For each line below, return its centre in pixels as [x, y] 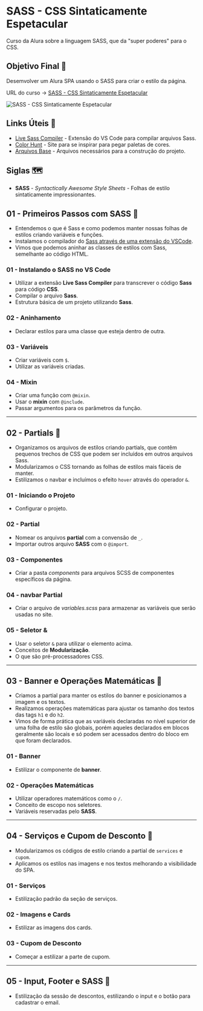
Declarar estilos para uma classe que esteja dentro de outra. [90, 331]
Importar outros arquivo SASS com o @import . [72, 544]
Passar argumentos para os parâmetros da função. [78, 408]
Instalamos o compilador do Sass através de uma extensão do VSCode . [104, 241]
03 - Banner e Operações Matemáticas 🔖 [84, 681]
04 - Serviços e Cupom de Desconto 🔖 [79, 836]
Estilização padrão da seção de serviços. [66, 899]
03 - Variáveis [27, 346]
